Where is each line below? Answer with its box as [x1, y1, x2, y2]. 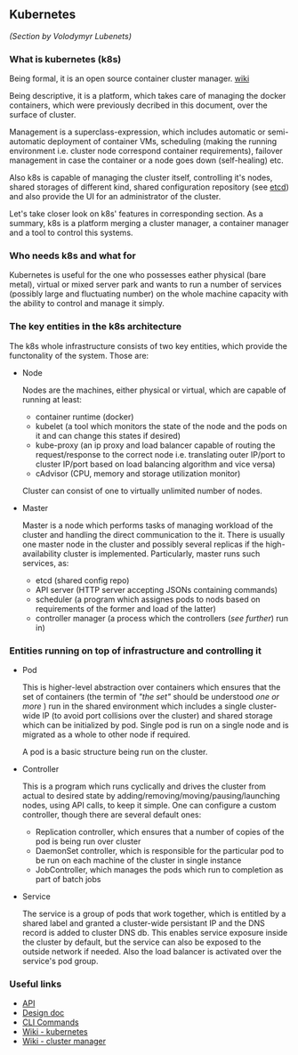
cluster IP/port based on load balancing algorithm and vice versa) [35, 459, 276, 469]
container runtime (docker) [35, 411, 134, 422]
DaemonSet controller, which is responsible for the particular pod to [35, 846, 285, 856]
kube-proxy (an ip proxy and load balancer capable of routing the [35, 440, 276, 450]
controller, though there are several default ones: [21, 809, 202, 820]
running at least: [21, 394, 83, 404]
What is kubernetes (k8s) [9, 53, 122, 65]
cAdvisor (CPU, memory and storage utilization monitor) [35, 467, 241, 479]
